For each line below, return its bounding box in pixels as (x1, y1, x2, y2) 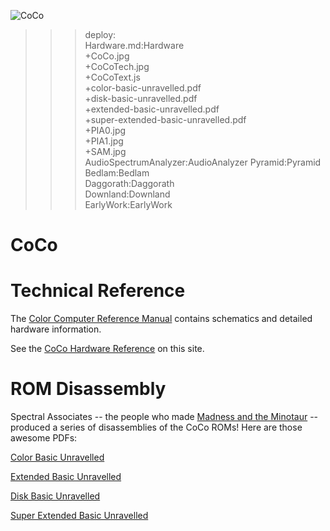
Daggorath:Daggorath (84, 178, 175, 189)
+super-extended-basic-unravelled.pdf (84, 114, 247, 125)
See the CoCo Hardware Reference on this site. (10, 343, 205, 355)
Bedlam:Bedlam (84, 167, 150, 179)
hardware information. (10, 323, 102, 335)
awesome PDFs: (10, 432, 78, 444)
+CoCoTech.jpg (84, 61, 150, 72)
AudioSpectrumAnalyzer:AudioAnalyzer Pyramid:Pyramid (84, 156, 322, 168)
